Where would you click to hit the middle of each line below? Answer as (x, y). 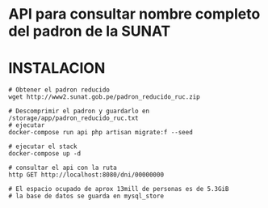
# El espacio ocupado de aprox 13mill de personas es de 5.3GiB (119, 189)
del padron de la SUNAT (90, 31)
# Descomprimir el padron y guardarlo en (79, 111)
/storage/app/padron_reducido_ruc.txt (73, 118)
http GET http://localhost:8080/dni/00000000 (86, 175)
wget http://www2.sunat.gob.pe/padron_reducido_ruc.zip (104, 97)
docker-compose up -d (45, 154)
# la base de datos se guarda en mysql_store (86, 196)
